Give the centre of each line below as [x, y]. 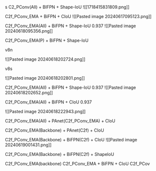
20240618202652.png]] [29, 93]
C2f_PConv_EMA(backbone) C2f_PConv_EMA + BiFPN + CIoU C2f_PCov [78, 164]
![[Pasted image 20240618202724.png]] [45, 59]
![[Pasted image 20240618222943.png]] [45, 111]
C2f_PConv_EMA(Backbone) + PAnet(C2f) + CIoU [55, 130]
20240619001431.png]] [28, 145]
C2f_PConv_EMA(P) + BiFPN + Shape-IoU [47, 40]
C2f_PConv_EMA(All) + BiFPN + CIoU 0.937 [48, 102]
